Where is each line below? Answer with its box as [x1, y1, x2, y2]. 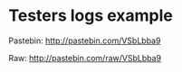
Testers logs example [8, 5, 174, 26]
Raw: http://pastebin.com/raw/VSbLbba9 [8, 52, 162, 63]
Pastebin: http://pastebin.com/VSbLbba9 [8, 35, 161, 46]
